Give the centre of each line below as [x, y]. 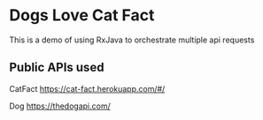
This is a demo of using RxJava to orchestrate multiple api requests [132, 40]
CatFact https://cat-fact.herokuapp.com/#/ [87, 88]
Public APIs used [57, 67]
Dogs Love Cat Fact [82, 15]
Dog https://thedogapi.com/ [60, 106]
